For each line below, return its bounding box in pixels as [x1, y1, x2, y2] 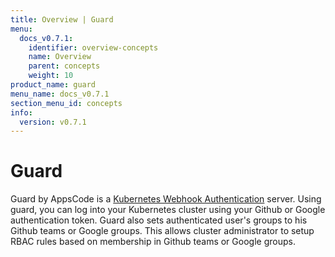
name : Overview [28, 52, 92, 62]
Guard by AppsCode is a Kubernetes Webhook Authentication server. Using [10, 193, 322, 205]
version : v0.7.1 [19, 117, 87, 127]
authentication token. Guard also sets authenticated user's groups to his [10, 214, 308, 226]
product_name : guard [10, 80, 97, 90]
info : [10, 107, 33, 118]
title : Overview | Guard [10, 14, 114, 25]
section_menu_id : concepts [10, 98, 123, 108]
